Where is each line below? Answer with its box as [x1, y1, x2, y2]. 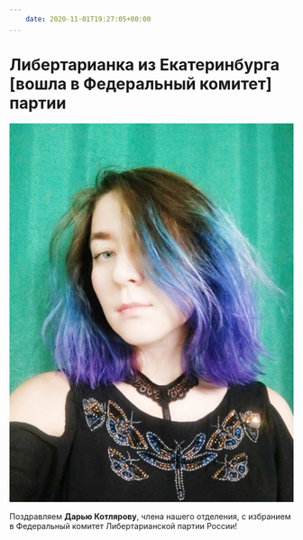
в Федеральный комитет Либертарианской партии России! [9, 521, 237, 532]
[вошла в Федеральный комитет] [9, 73, 272, 94]
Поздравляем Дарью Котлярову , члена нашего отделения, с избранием [9, 511, 291, 522]
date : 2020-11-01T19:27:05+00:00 [25, 14, 151, 23]
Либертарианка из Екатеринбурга [9, 54, 280, 75]
